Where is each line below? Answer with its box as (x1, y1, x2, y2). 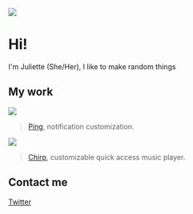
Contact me (8, 175, 68, 189)
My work (8, 85, 54, 99)
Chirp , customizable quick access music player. (27, 152, 186, 162)
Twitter (8, 197, 32, 207)
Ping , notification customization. (27, 121, 135, 131)
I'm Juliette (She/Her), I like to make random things (8, 61, 176, 72)
